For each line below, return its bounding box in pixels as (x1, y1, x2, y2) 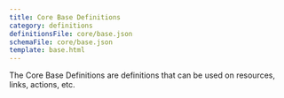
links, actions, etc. (9, 79, 75, 90)
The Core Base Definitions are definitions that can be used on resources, (9, 70, 276, 80)
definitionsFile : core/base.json (9, 29, 133, 38)
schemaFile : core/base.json (9, 37, 114, 47)
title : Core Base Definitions (9, 12, 122, 22)
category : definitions (9, 21, 93, 30)
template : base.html (9, 46, 86, 55)
